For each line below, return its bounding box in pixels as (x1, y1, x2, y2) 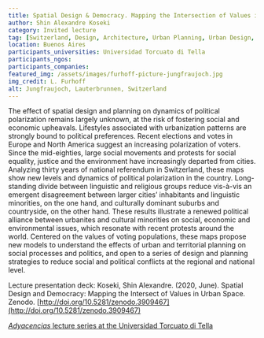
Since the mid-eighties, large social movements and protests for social (8, 148, 236, 158)
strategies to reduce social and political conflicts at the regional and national (8, 257, 255, 266)
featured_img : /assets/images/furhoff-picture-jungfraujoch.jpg (8, 70, 223, 78)
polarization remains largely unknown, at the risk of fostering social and (8, 115, 240, 124)
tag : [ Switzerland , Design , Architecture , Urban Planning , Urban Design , (8, 33, 255, 42)
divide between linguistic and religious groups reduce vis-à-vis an (38, 182, 252, 191)
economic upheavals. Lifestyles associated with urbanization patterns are (8, 123, 247, 132)
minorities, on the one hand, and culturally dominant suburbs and (8, 199, 220, 208)
